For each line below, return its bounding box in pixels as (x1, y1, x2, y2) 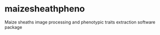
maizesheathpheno (4, 3, 85, 14)
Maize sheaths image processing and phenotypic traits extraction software (4, 19, 156, 25)
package (4, 24, 23, 30)
